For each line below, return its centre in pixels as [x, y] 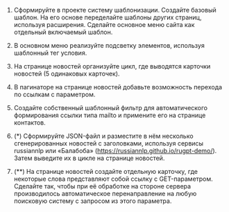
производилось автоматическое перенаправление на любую [105, 194]
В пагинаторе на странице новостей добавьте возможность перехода [118, 87]
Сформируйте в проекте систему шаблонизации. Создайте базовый [115, 10]
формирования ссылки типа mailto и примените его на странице [110, 115]
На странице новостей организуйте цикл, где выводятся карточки [112, 66]
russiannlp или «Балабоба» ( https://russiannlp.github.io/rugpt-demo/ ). [115, 151]
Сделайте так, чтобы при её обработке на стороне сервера [102, 186]
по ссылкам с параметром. [54, 94]
